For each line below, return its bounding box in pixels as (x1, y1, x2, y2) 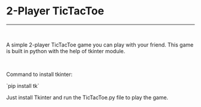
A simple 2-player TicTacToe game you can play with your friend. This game (6, 41, 194, 48)
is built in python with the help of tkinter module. (6, 47, 126, 54)
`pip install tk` (6, 82, 40, 89)
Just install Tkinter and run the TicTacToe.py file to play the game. (6, 94, 169, 101)
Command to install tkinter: (6, 71, 73, 78)
